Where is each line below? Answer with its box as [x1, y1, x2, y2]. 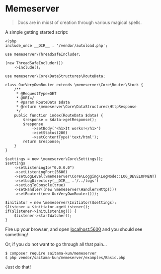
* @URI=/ [16, 95, 35, 100]
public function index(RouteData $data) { [14, 113, 103, 118]
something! [5, 231, 28, 237]
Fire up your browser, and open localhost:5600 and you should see [5, 226, 143, 232]
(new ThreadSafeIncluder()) [5, 60, 64, 65]
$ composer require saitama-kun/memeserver [5, 251, 97, 256]
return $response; [23, 139, 61, 144]
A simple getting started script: [5, 29, 69, 35]
